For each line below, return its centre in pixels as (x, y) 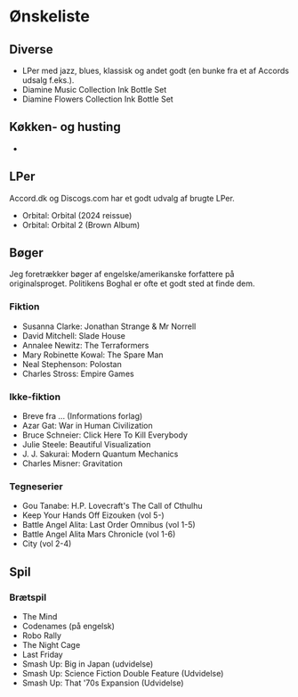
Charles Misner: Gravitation (72, 463)
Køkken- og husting (65, 127)
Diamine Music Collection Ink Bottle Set (94, 90)
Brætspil (28, 597)
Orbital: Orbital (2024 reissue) (77, 215)
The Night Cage (51, 645)
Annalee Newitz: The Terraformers (85, 345)
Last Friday (43, 655)
